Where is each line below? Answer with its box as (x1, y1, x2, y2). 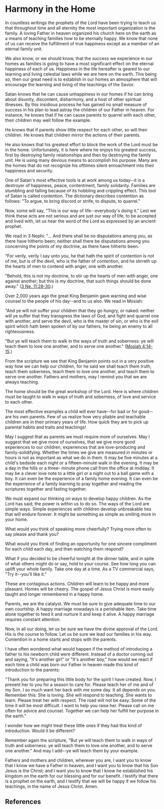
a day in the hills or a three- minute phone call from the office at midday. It (5, 465, 155, 471)
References (5, 798, 41, 806)
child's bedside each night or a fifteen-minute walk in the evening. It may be (5, 460, 159, 466)
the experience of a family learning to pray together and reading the (5, 481, 142, 487)
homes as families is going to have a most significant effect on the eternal (5, 61, 154, 66)
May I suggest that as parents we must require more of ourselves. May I (5, 434, 150, 439)
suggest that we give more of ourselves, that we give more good (5, 439, 136, 445)
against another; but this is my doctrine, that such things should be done (5, 278, 151, 284)
